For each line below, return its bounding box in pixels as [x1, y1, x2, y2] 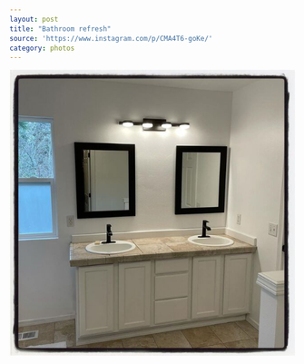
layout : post [9, 15, 59, 24]
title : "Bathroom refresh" [9, 24, 112, 34]
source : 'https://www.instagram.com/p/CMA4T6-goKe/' [9, 34, 213, 43]
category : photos [9, 44, 75, 53]
